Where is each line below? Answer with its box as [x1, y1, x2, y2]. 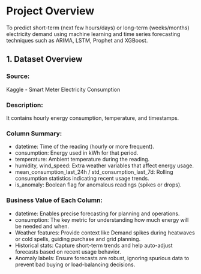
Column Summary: [6, 129, 62, 137]
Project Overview [6, 4, 95, 18]
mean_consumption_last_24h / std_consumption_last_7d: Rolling [14, 168, 173, 176]
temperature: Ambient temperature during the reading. [14, 156, 150, 163]
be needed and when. [14, 222, 70, 230]
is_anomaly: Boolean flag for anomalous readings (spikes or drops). [14, 181, 182, 188]
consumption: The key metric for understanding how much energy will [14, 216, 189, 223]
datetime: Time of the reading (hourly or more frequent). [14, 143, 155, 150]
